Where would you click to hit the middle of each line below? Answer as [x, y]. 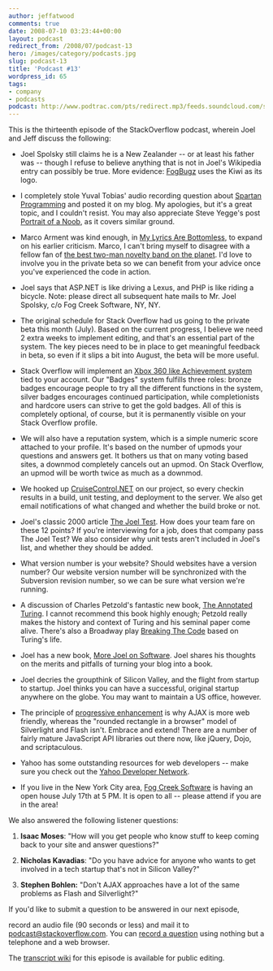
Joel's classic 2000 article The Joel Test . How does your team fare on [138, 522]
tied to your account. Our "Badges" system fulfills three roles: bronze [136, 379]
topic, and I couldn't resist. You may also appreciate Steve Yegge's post [140, 213]
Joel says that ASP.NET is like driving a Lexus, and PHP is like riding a [137, 288]
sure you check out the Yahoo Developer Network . [105, 772]
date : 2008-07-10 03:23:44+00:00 [65, 31]
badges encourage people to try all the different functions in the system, [141, 388]
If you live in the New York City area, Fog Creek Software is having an [136, 787]
